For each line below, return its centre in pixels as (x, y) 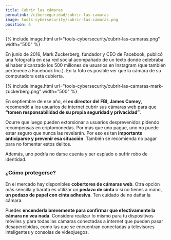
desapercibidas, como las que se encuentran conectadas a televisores (80, 227)
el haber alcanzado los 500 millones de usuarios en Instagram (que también (85, 65)
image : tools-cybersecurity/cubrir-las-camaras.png (62, 19)
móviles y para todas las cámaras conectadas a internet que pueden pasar (84, 221)
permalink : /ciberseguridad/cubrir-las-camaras (57, 15)
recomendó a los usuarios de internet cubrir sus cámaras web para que (81, 107)
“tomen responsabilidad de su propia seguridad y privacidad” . (73, 112)
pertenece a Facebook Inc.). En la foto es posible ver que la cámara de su (83, 71)
